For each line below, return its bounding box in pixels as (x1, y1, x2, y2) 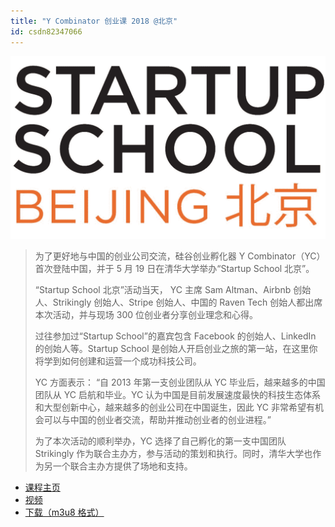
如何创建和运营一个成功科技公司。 (61, 355, 202, 367)
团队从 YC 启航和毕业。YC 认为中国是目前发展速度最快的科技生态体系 (34, 388, 322, 400)
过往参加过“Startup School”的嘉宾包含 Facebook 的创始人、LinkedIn (34, 330, 317, 342)
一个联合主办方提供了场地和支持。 (52, 460, 193, 472)
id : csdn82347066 (10, 26, 83, 37)
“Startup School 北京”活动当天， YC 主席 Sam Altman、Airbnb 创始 (34, 283, 312, 295)
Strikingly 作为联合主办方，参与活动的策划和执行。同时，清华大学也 (34, 447, 313, 459)
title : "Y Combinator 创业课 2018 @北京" (10, 16, 178, 26)
